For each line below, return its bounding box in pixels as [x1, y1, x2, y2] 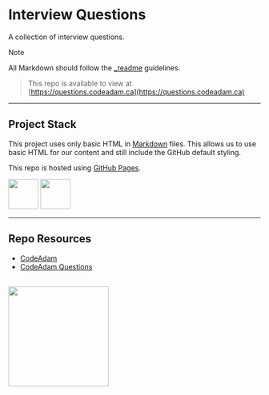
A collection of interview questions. [8, 32, 125, 42]
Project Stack [8, 118, 78, 131]
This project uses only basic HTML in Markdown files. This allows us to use [8, 138, 257, 149]
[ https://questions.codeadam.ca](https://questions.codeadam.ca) [27, 86, 245, 97]
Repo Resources [8, 232, 92, 245]
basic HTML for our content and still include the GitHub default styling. [8, 147, 242, 157]
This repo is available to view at [27, 78, 132, 88]
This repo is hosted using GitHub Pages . [8, 162, 142, 173]
